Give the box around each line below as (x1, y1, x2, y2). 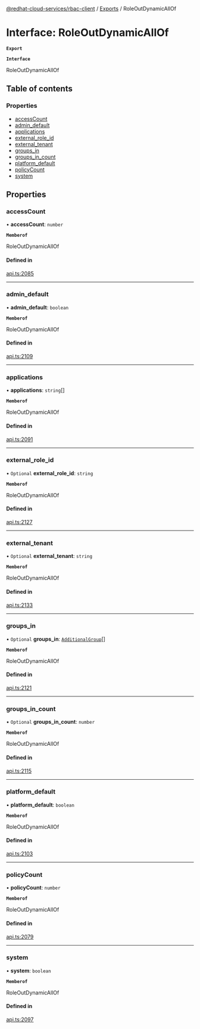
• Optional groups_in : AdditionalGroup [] (6, 635, 106, 643)
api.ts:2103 (6, 850, 33, 857)
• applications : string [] (6, 387, 65, 394)
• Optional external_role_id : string (6, 469, 93, 476)
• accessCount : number (6, 221, 64, 228)
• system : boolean (6, 967, 52, 974)
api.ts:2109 (6, 353, 33, 360)
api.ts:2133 (6, 602, 33, 609)
